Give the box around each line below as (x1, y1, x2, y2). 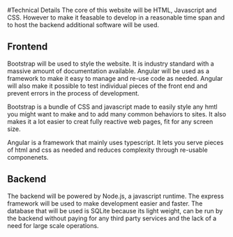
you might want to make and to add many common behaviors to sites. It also (7, 109, 227, 118)
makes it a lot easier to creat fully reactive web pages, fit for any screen (7, 117, 213, 125)
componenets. (7, 153, 49, 161)
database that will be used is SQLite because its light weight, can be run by (7, 206, 223, 215)
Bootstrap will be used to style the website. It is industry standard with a (7, 59, 214, 68)
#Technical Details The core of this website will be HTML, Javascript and (7, 6, 217, 14)
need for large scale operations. (7, 221, 99, 229)
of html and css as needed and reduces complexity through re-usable (7, 146, 208, 154)
